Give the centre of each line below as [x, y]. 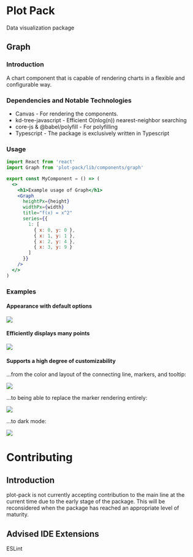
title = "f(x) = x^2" [47, 213]
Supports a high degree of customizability [61, 360]
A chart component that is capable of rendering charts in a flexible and [96, 78]
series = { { [35, 219]
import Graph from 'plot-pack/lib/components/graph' [75, 168]
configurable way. [29, 84]
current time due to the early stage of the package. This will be [86, 502]
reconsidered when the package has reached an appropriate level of [93, 508]
